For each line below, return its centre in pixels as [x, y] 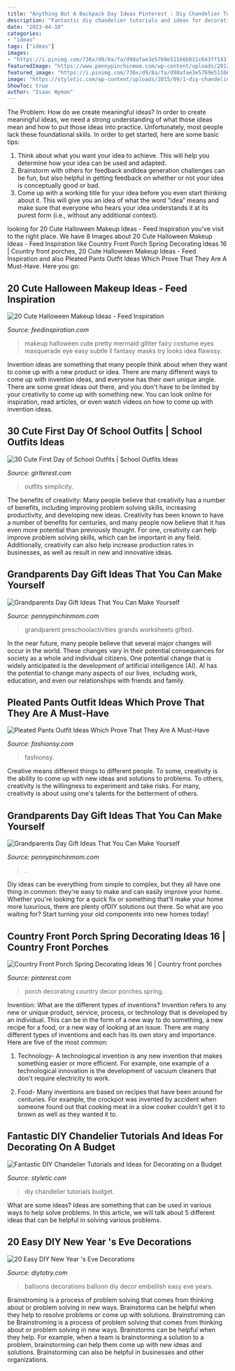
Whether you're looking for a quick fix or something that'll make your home [115, 899]
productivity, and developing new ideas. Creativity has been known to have [115, 515]
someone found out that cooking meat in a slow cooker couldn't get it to [121, 1107]
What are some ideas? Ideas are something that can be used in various [109, 1205]
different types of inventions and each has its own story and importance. [112, 1035]
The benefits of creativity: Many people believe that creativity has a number [116, 500]
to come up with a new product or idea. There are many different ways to [113, 372]
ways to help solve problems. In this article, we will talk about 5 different [111, 1212]
